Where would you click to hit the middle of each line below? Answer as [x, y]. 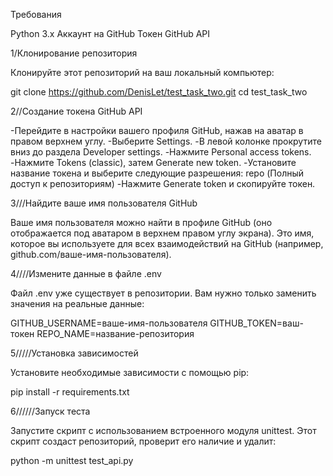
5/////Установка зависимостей [74, 353]
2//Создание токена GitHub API [76, 111]
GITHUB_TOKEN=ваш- [256, 323]
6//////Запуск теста [50, 411]
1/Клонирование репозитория [74, 53]
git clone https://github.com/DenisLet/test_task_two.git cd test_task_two [159, 92]
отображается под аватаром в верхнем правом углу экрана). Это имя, [162, 233]
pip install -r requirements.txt [70, 392]
